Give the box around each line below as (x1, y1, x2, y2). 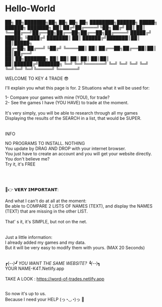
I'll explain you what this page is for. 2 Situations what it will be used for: (5, 85, 150, 91)
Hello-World (5, 3, 56, 14)
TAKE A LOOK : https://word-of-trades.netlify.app (5, 276, 105, 282)
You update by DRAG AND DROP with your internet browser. (5, 145, 126, 151)
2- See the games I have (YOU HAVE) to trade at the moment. (5, 99, 129, 105)
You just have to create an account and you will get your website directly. (5, 150, 152, 157)
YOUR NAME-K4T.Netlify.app (5, 265, 64, 271)
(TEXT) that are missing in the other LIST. (5, 208, 88, 214)
